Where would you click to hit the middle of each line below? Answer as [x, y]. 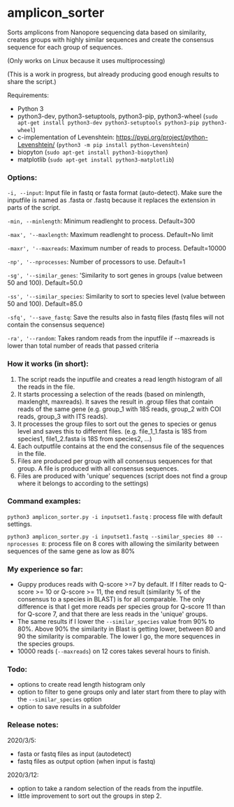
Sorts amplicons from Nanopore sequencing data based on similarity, [107, 32]
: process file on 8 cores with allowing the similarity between [132, 543]
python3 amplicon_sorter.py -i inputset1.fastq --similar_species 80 [111, 536]
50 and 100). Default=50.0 [45, 283]
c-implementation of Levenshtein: [66, 137]
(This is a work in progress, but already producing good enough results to [113, 74]
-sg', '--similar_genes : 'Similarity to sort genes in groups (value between [115, 276]
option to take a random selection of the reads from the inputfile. [110, 788]
